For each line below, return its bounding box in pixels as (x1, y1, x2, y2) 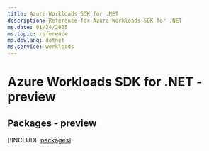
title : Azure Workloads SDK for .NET (7, 10, 119, 18)
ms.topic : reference (7, 30, 69, 38)
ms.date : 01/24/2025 (7, 23, 69, 30)
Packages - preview (7, 117, 97, 129)
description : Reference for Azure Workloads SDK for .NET (7, 17, 182, 24)
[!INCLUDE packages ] (7, 136, 72, 144)
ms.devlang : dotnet (7, 37, 65, 44)
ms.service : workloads (7, 43, 74, 50)
